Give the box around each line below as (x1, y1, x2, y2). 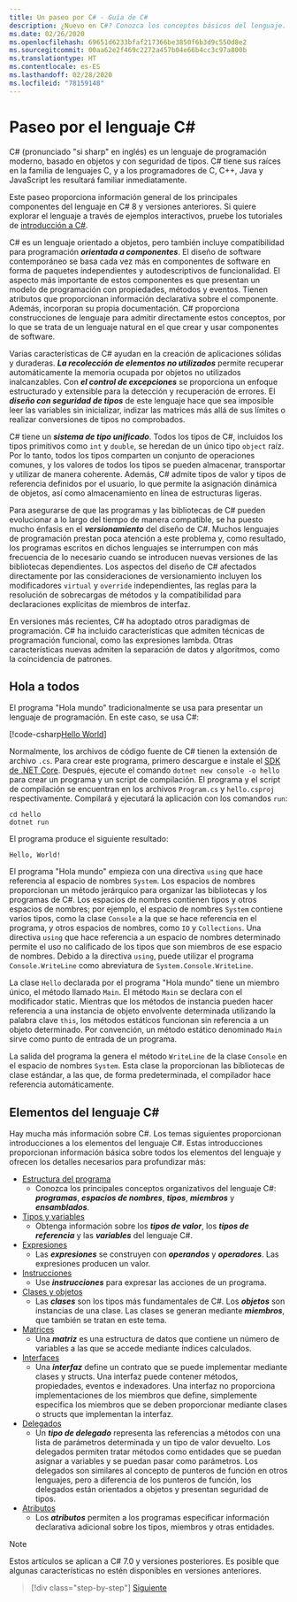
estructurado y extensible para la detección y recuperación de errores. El (9, 386, 276, 397)
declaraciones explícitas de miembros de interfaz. (9, 598, 191, 609)
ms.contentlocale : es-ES (9, 63, 101, 72)
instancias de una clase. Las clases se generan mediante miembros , (34, 1305, 286, 1316)
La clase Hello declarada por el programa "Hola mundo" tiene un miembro (9, 977, 280, 988)
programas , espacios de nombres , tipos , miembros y (34, 1192, 235, 1204)
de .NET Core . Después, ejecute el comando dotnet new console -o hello (9, 765, 280, 775)
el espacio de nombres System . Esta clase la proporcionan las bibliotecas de (9, 1060, 286, 1071)
